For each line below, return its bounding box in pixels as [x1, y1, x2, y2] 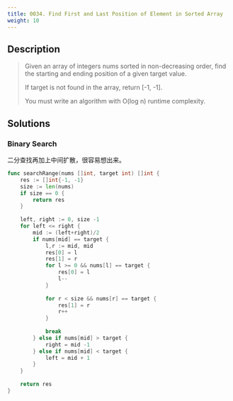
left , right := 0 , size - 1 [20, 216, 100, 223]
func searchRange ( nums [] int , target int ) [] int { [7, 170, 160, 177]
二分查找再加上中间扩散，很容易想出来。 [7, 156, 125, 164]
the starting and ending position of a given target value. [24, 69, 187, 78]
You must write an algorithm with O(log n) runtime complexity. [24, 97, 206, 106]
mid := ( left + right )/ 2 [33, 229, 100, 236]
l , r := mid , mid [45, 242, 93, 249]
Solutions [7, 118, 51, 130]
